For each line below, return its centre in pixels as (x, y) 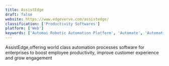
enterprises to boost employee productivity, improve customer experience (82, 52)
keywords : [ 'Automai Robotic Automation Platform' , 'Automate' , (74, 33)
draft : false (19, 14)
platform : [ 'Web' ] (24, 28)
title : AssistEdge (24, 10)
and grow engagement (29, 58)
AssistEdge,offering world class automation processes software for (75, 47)
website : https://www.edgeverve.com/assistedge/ (57, 19)
